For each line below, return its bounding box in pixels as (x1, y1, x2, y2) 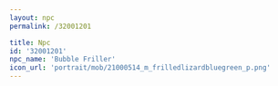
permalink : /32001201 (9, 22, 92, 31)
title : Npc (9, 38, 51, 47)
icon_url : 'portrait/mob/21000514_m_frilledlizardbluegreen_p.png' (9, 63, 272, 72)
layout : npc (9, 13, 55, 23)
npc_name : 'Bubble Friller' (9, 55, 117, 64)
